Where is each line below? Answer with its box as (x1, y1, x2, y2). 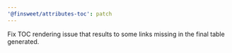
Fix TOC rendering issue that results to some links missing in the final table (7, 30, 225, 38)
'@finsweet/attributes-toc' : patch (7, 10, 112, 18)
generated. (7, 37, 40, 46)
